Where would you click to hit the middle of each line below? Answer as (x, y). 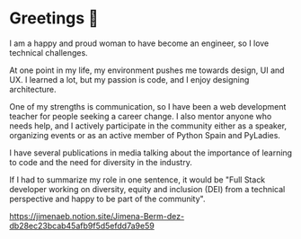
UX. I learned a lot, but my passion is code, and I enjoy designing (129, 79)
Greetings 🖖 (54, 18)
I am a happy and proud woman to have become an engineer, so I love (139, 43)
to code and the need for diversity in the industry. (101, 162)
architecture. (33, 89)
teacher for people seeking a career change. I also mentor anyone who (141, 116)
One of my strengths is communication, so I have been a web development (148, 106)
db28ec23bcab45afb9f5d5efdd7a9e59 (82, 226)
